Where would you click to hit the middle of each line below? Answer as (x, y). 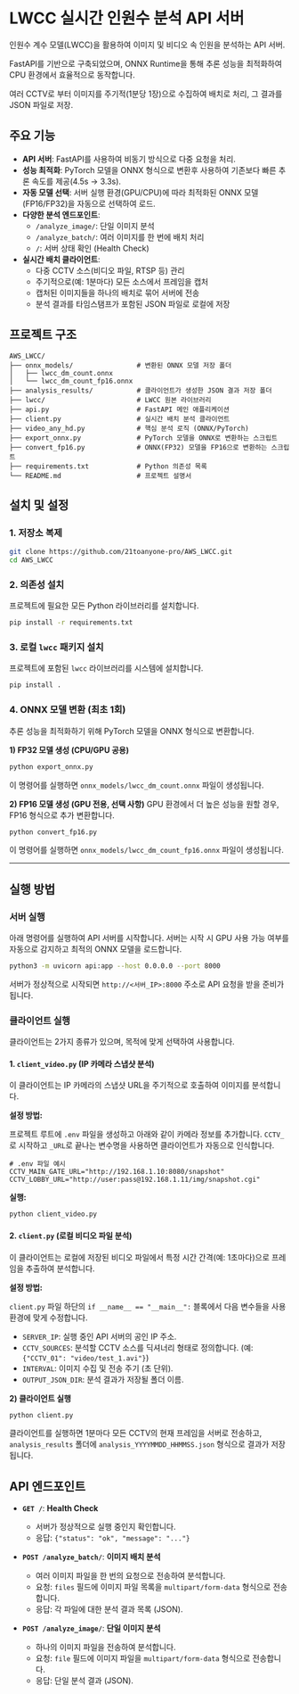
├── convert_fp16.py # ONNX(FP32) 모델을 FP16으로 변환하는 (138, 447)
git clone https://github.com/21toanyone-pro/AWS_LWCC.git (121, 552)
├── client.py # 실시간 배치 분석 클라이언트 (120, 419)
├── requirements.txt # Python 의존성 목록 (108, 466)
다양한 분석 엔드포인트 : (61, 214)
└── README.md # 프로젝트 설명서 (101, 475)
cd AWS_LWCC (31, 560)
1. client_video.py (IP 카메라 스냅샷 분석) (82, 1063)
